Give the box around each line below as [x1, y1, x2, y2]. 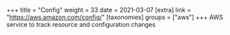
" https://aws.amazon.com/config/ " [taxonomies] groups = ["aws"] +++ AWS [6, 13, 223, 21]
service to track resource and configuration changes [6, 21, 156, 28]
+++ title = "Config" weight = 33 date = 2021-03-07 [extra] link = [6, 6, 191, 14]
